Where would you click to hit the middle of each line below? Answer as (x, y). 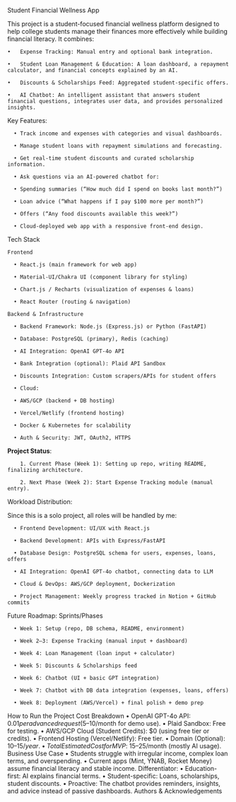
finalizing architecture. (45, 470)
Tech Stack (24, 239)
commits (19, 603)
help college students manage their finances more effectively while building (117, 31)
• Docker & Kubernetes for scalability (72, 425)
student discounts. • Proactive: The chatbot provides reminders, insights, (114, 783)
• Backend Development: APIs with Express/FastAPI (90, 541)
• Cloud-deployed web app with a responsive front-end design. (108, 226)
